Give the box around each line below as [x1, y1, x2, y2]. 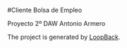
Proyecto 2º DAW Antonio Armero [7, 19, 106, 27]
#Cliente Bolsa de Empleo [7, 6, 83, 14]
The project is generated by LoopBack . [7, 33, 121, 41]
